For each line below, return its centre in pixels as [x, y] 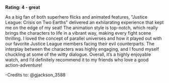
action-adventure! [24, 65]
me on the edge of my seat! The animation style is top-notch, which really [82, 28]
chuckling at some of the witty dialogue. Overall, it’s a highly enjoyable [78, 54]
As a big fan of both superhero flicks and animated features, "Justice [76, 17]
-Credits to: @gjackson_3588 [35, 75]
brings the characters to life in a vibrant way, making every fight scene [78, 33]
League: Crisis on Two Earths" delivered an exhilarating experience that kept [84, 22]
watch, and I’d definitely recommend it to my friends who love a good [77, 60]
